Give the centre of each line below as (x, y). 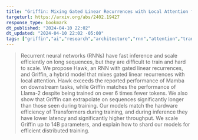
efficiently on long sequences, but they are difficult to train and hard (103, 62)
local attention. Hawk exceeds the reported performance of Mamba (102, 81)
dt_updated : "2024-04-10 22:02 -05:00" (55, 34)
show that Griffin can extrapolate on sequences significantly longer (102, 99)
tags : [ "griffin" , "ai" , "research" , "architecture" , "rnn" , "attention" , (93, 39)
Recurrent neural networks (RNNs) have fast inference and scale (99, 56)
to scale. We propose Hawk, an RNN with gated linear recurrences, (102, 68)
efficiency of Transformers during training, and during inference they (104, 112)
